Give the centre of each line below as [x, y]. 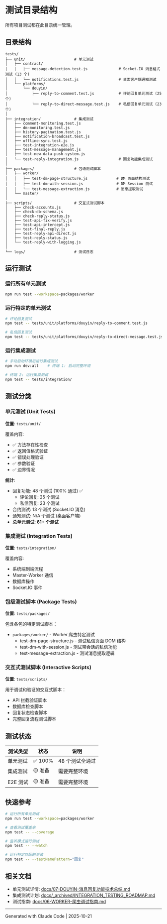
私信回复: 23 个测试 [40, 503]
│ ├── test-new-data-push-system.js [45, 154]
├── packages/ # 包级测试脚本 [53, 169]
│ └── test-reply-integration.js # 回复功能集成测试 [79, 159]
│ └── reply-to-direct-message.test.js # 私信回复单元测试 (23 [83, 104]
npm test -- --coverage [30, 832]
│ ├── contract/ [24, 63]
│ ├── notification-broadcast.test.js [48, 136]
